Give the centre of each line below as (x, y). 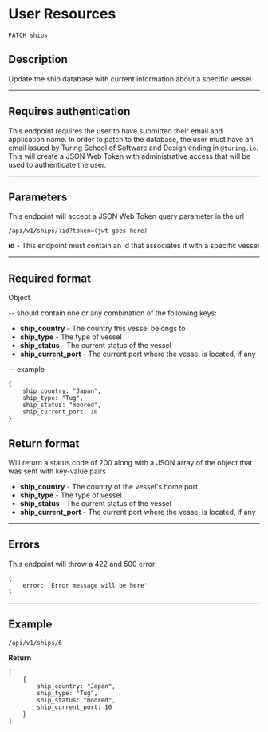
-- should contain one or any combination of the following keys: (113, 313)
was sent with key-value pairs (57, 471)
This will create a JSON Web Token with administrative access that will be (130, 156)
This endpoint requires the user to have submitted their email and (116, 131)
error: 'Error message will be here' (85, 585)
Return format (44, 443)
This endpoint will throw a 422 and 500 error (82, 564)
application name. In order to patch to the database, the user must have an (131, 139)
